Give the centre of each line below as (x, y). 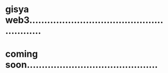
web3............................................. (85, 20)
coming (22, 54)
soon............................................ (81, 65)
